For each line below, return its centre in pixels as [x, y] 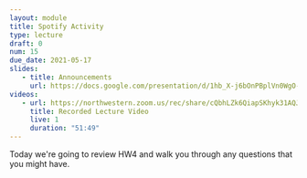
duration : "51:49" [65, 129]
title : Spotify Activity [57, 26]
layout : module [38, 18]
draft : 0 [26, 43]
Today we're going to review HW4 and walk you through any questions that [151, 154]
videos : [24, 94]
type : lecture [37, 35]
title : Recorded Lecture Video [89, 111]
